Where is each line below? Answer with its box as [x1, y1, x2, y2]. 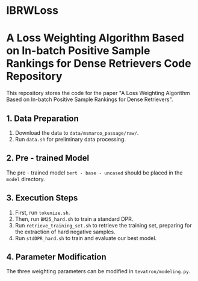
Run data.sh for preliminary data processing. [14, 135, 126, 143]
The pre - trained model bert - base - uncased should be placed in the [6, 169, 183, 176]
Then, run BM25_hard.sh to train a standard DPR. [14, 215, 134, 223]
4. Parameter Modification [6, 252, 107, 262]
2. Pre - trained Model [6, 153, 90, 163]
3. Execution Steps [6, 193, 78, 203]
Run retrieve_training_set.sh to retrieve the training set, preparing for [14, 221, 192, 229]
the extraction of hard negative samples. [14, 228, 116, 235]
